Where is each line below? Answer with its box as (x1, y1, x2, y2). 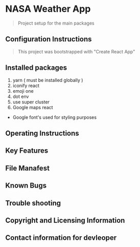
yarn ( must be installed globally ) (12, 77, 83, 83)
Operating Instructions (5, 129, 79, 137)
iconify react (12, 83, 40, 89)
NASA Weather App (5, 3, 91, 15)
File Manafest (5, 163, 50, 172)
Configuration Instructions (5, 35, 92, 44)
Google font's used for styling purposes (12, 114, 97, 120)
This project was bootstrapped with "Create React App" (17, 48, 135, 54)
